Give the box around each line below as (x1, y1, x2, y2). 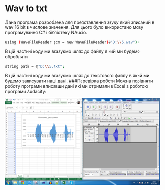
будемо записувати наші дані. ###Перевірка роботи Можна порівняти (5, 78, 153, 84)
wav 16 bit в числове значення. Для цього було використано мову (5, 24, 144, 30)
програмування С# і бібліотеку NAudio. (5, 29, 87, 35)
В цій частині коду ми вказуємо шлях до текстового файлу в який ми (5, 72, 150, 78)
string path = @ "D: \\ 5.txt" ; (5, 64, 65, 69)
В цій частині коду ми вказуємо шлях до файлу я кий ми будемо (5, 48, 140, 54)
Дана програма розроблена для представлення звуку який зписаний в (5, 19, 155, 25)
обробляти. (5, 53, 29, 59)
